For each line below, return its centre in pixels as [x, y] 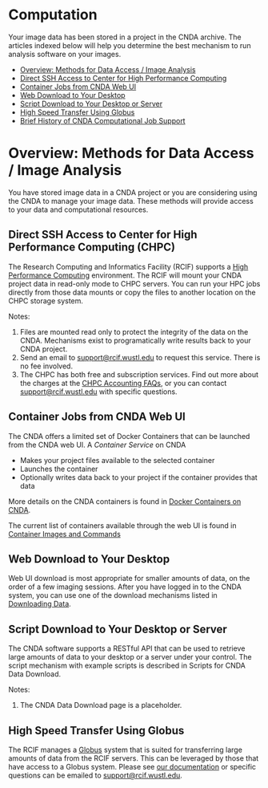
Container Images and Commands [65, 534]
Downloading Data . [40, 604]
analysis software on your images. [65, 54]
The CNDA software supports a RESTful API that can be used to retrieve [127, 648]
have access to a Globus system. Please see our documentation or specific [132, 766]
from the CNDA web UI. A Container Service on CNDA [97, 445]
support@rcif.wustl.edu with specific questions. [98, 392]
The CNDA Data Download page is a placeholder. [101, 705]
